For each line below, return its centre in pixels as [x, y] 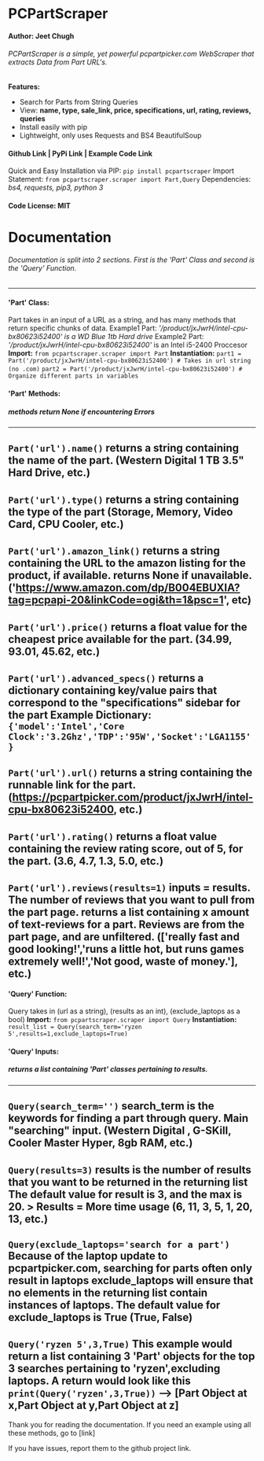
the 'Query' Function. [42, 267]
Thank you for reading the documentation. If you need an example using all [130, 1424]
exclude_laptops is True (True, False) [101, 1317]
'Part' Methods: [35, 393]
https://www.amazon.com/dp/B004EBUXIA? [128, 588]
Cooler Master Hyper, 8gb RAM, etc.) [101, 1143]
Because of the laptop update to [88, 1256]
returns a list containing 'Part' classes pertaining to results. [108, 1069]
